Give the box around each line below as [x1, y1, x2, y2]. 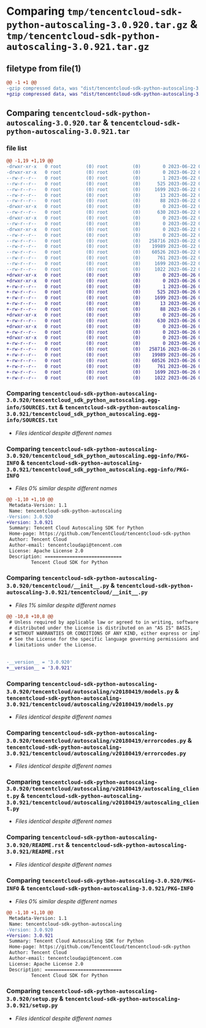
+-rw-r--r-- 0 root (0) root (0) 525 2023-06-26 [6, 289, 196, 295]
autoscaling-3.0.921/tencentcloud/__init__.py [6, 589, 148, 596]
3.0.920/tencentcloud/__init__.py [6, 582, 109, 590]
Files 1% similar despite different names [15, 601, 116, 609]
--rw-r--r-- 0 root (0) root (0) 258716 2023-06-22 [6, 238, 196, 244]
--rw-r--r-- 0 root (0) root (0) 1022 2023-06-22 [6, 266, 196, 272]
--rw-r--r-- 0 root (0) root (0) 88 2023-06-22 [6, 198, 196, 204]
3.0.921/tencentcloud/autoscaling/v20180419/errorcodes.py [6, 750, 186, 757]
